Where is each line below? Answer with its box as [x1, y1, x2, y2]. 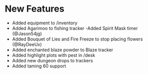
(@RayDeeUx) [12, 41, 42, 47]
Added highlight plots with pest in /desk [12, 52, 95, 58]
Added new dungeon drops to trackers [12, 57, 93, 63]
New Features [5, 3, 64, 15]
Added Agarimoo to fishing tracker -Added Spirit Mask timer [12, 25, 138, 31]
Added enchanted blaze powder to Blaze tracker [12, 47, 114, 53]
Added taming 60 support [12, 63, 66, 69]
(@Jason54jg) [12, 30, 42, 36]
